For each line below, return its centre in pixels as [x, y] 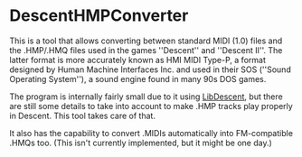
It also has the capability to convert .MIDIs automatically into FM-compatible [151, 133]
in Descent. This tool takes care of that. [83, 115]
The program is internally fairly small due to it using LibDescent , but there [146, 97]
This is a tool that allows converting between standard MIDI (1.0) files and [146, 41]
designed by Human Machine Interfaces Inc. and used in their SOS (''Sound [150, 69]
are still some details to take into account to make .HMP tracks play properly [151, 106]
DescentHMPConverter [99, 16]
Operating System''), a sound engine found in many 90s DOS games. [138, 78]
